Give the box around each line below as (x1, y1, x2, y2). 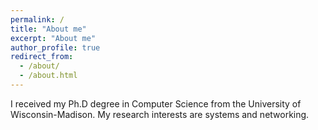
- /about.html (19, 71, 78, 81)
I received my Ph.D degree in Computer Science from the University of (10, 97, 302, 110)
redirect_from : (10, 52, 74, 62)
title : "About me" (10, 24, 87, 34)
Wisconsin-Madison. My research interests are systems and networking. (10, 108, 310, 120)
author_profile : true (10, 42, 101, 53)
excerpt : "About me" (10, 33, 97, 43)
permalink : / (10, 14, 65, 25)
